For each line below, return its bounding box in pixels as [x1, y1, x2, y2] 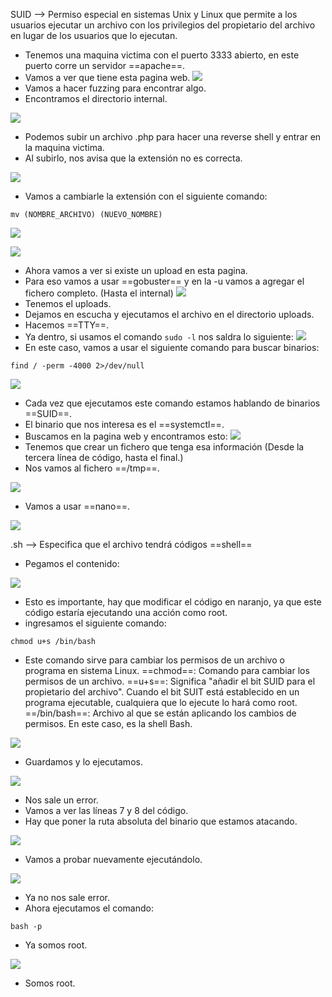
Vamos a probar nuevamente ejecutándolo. [24, 854, 203, 865]
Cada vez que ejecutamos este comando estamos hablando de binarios [24, 397, 321, 409]
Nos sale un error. [24, 794, 99, 806]
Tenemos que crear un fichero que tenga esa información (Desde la [24, 441, 305, 453]
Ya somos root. [24, 939, 88, 951]
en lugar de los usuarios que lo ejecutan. [10, 30, 178, 41]
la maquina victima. [24, 142, 105, 153]
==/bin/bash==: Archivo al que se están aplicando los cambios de [24, 707, 297, 719]
